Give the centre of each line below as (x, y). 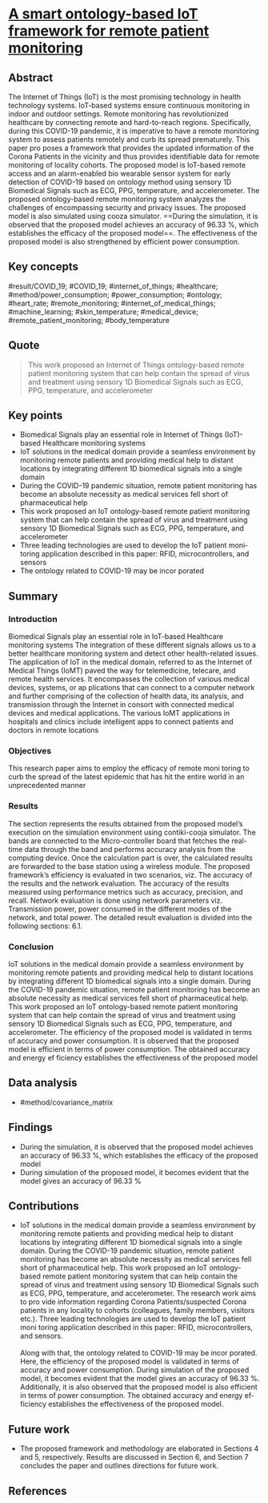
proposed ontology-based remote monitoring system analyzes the (117, 199)
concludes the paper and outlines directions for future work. (119, 1466)
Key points (36, 416)
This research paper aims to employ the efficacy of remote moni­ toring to (129, 768)
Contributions (44, 1206)
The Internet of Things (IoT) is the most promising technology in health (125, 97)
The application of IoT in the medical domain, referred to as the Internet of (130, 662)
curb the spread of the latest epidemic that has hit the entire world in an (126, 777)
